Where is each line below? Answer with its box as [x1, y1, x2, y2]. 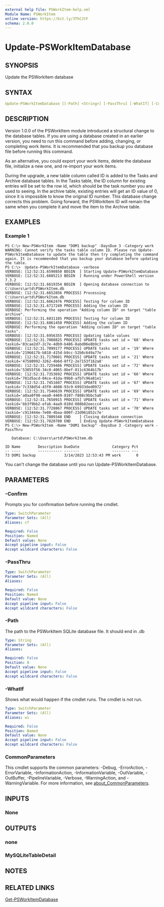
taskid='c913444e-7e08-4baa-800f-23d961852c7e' [5, 410, 104, 415]
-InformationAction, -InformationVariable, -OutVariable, [34, 770, 145, 776]
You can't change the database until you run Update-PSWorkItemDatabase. [5, 462, 157, 467]
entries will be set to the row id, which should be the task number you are [5, 183, 153, 189]
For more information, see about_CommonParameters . [41, 780, 150, 786]
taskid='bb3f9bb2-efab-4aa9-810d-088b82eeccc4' [5, 401, 104, 407]
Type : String [5, 638, 32, 643]
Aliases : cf [5, 520, 29, 525]
